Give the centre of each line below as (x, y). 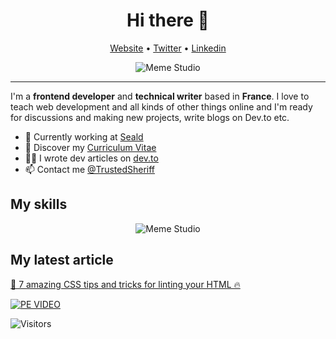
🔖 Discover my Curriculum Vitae (90, 147)
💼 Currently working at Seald (84, 136)
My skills (39, 204)
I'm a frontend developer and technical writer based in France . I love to (160, 96)
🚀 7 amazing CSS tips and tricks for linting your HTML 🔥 (125, 284)
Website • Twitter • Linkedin (168, 48)
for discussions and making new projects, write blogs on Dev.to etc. (150, 117)
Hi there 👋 (168, 20)
